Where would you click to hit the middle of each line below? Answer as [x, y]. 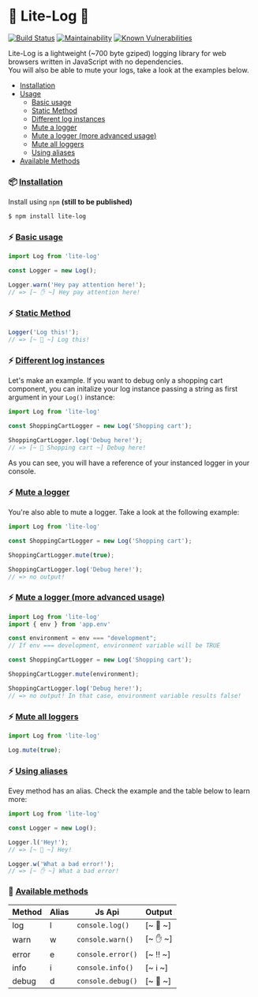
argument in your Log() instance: [62, 397]
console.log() [103, 925]
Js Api [107, 912]
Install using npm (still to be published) [70, 202]
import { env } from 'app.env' [60, 624]
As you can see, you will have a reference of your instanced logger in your [129, 463]
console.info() [105, 967]
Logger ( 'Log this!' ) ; [44, 332]
